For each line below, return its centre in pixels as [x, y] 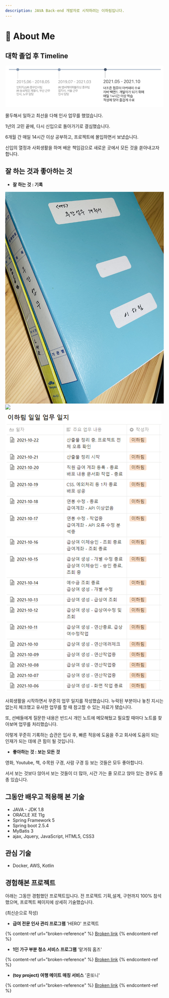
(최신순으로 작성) [22, 913]
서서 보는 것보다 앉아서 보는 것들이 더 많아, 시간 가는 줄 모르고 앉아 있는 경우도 [81, 773]
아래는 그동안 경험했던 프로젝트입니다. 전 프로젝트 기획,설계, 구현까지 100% [79, 896]
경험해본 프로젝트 [30, 883]
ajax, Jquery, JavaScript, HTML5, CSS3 [53, 836]
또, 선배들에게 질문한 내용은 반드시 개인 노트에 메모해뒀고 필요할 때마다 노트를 [81, 718]
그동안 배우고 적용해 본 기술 [45, 797]
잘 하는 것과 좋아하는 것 [39, 171]
